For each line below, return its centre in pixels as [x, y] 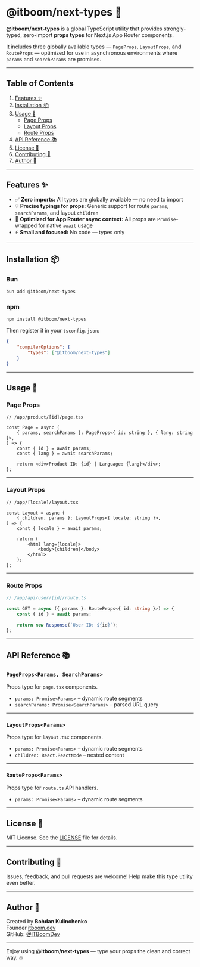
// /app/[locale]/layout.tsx [42, 502]
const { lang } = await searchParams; [65, 454]
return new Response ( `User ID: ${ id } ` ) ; [68, 625]
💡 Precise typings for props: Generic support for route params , [92, 206]
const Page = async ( [33, 428]
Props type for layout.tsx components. [54, 737]
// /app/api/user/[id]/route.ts [46, 598]
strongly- [175, 29]
